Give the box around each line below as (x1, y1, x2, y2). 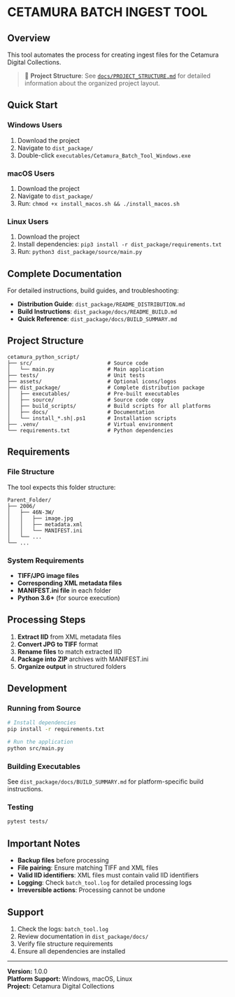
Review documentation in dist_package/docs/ (17, 932, 149, 940)
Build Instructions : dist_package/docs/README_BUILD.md (17, 307, 178, 316)
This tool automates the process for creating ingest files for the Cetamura (7, 50, 219, 59)
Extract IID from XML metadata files (17, 632, 122, 641)
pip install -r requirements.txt (7, 726, 105, 733)
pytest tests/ (7, 818, 49, 826)
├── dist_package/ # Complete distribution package (7, 384, 205, 391)
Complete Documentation (7, 267, 122, 280)
